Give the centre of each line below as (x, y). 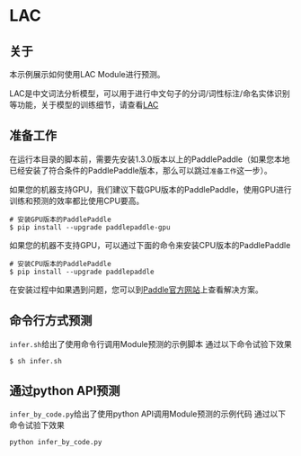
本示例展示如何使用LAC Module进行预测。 (87, 74)
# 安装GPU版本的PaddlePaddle (61, 219)
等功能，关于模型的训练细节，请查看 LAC (84, 105)
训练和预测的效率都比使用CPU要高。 (77, 201)
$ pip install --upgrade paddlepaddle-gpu (90, 227)
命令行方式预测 (51, 321)
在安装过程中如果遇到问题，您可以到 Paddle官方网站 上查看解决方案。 (136, 290)
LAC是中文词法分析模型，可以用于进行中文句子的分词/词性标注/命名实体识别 (150, 94)
